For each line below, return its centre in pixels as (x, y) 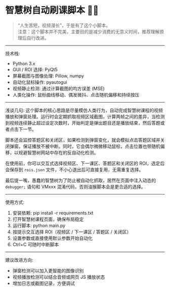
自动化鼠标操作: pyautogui (40, 82)
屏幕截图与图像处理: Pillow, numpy (48, 76)
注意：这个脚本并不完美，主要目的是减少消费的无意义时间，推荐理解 (89, 31)
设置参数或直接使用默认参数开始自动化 (52, 238)
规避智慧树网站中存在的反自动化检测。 (58, 153)
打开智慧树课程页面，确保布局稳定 (48, 219)
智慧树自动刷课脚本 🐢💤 (52, 10)
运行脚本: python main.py (39, 225)
